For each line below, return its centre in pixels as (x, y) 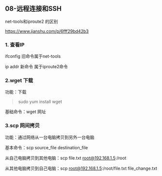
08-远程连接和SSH (33, 9)
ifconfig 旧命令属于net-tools (33, 56)
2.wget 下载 (19, 80)
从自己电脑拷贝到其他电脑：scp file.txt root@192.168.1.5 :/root (66, 158)
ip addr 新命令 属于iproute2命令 (36, 67)
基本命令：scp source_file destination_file (47, 147)
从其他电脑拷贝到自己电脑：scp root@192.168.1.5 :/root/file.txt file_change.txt (81, 168)
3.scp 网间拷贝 (23, 126)
